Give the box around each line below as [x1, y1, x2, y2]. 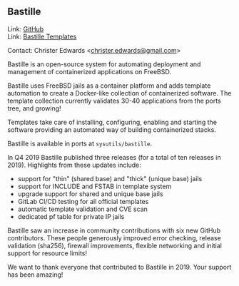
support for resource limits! [7, 249, 88, 257]
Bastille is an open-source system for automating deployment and [7, 60, 201, 68]
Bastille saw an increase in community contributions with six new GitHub [7, 226, 221, 235]
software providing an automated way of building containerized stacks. [7, 125, 216, 134]
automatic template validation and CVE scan [17, 205, 148, 213]
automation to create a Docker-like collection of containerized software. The [7, 88, 232, 97]
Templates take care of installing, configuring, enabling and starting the [7, 118, 218, 126]
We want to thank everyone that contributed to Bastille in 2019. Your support [7, 262, 232, 271]
